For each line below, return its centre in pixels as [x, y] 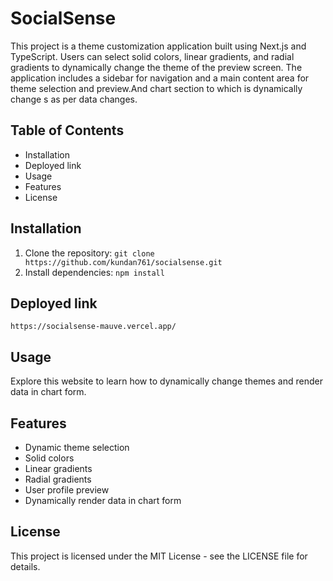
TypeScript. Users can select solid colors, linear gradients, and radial [152, 56]
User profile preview [67, 490]
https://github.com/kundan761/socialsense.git [123, 262]
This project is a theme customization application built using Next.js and [158, 46]
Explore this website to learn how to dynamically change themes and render [166, 381]
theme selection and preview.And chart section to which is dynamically [156, 88]
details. [25, 566]
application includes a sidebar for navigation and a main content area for [160, 78]
